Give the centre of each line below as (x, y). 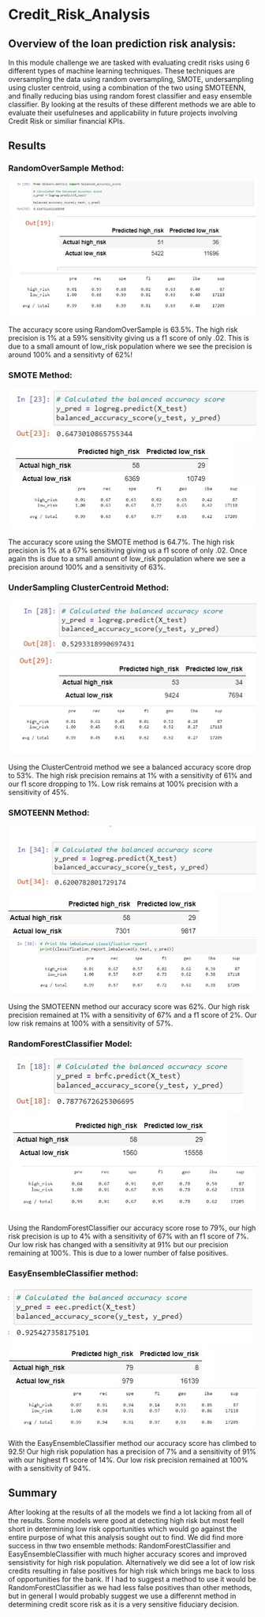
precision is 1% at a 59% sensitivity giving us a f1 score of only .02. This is (129, 337)
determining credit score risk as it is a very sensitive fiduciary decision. (123, 1604)
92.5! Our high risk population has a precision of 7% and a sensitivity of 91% (132, 1451)
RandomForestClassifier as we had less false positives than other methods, (130, 1587)
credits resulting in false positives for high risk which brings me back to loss (131, 1570)
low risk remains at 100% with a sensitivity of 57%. (91, 1023)
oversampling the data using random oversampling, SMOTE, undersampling (131, 79)
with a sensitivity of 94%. (49, 1468)
